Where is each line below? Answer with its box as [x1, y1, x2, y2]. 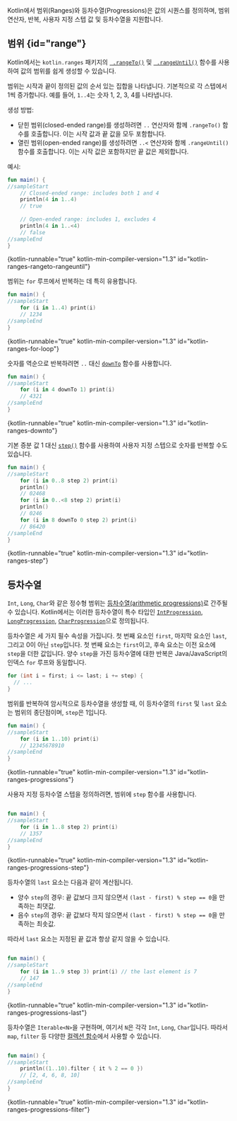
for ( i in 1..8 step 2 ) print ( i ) [20, 823, 119, 830]
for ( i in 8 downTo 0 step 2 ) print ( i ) [20, 516, 138, 524]
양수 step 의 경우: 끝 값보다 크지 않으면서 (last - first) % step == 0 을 [17, 893, 218, 902]
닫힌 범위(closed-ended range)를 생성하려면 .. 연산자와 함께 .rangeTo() [17, 120, 221, 129]
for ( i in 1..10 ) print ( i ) [20, 735, 99, 742]
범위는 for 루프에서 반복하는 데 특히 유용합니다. [7, 277, 138, 285]
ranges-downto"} [7, 426, 58, 435]
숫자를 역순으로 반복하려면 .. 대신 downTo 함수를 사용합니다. [7, 359, 172, 367]
